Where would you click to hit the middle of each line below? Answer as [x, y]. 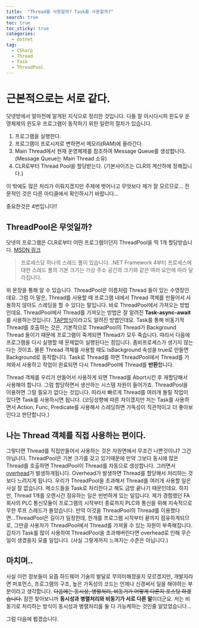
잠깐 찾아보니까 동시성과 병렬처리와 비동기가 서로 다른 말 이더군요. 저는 [104, 598]
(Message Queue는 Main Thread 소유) [61, 159]
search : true [22, 17]
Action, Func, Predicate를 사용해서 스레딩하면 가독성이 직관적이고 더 [97, 407]
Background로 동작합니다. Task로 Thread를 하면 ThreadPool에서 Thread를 [94, 357]
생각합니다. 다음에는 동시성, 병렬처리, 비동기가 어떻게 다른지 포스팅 [103, 591]
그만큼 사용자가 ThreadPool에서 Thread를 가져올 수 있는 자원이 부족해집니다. [103, 525]
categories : [21, 34]
